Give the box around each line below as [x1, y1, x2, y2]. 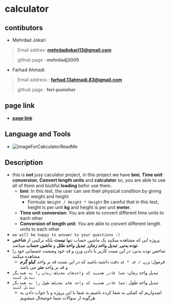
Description [5, 158, 43, 167]
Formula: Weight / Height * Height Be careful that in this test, [27, 199, 159, 205]
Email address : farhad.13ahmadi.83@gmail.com [17, 77, 122, 82]
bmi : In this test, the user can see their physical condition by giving [19, 188, 162, 194]
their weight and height [19, 193, 69, 200]
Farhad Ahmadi [12, 67, 45, 73]
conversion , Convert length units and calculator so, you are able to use [12, 177, 166, 183]
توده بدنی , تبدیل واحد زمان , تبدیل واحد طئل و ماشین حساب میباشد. [12, 243, 139, 249]
